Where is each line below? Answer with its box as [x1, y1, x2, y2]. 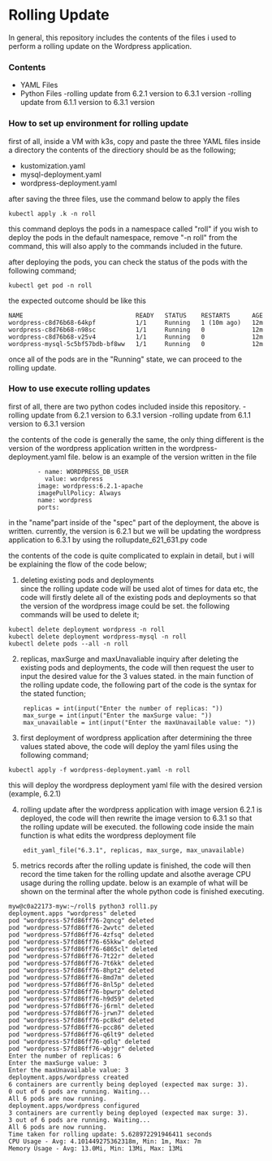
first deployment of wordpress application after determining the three [19, 733, 253, 743]
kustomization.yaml [19, 160, 86, 170]
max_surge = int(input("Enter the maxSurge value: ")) [23, 711, 213, 720]
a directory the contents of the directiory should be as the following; [8, 145, 236, 155]
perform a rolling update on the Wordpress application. [8, 41, 192, 50]
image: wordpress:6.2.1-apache [37, 482, 144, 490]
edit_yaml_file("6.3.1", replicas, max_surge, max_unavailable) [23, 846, 245, 854]
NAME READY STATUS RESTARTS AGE [8, 311, 264, 319]
